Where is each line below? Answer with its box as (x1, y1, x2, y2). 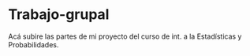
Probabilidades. (8, 39, 59, 49)
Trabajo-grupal (8, 6, 110, 24)
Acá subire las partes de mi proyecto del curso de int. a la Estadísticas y (8, 32, 242, 41)
